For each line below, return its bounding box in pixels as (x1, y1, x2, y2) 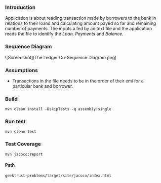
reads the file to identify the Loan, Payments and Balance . (5, 31, 123, 37)
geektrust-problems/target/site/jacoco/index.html (5, 173, 112, 178)
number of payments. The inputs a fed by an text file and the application (5, 26, 152, 32)
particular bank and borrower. (12, 83, 73, 89)
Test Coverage (5, 141, 41, 147)
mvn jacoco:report (5, 152, 43, 157)
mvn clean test (5, 129, 37, 134)
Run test (5, 118, 26, 125)
